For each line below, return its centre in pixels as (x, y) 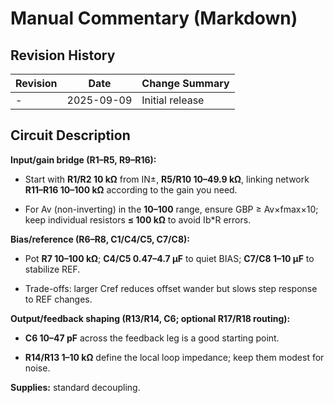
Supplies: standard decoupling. (75, 387)
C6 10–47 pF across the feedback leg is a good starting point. (152, 338)
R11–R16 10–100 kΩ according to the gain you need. (131, 189)
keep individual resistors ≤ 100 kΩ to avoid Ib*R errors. (138, 219)
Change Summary (185, 83)
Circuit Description (70, 135)
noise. (37, 368)
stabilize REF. (52, 269)
